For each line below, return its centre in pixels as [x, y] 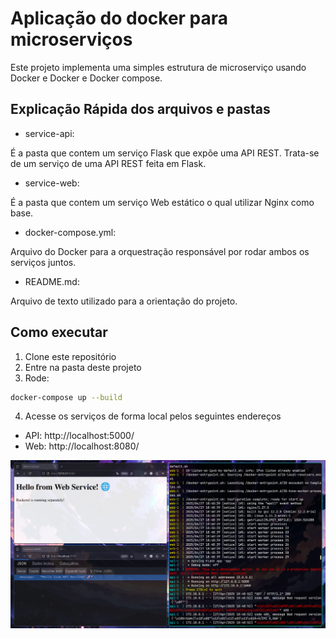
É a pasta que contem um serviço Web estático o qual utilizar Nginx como [162, 202]
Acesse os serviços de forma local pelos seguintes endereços [153, 416]
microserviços [71, 39]
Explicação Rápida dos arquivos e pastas [140, 109]
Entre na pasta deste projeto [83, 367]
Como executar [59, 332]
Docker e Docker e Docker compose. [86, 78]
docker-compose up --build [66, 397]
